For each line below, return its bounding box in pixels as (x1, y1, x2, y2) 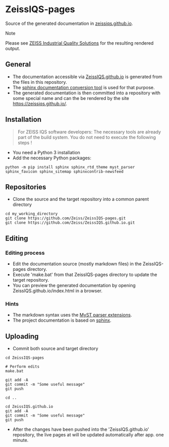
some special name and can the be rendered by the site (12, 95, 129, 101)
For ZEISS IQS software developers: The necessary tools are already (17, 128, 161, 135)
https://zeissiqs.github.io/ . (12, 100, 67, 107)
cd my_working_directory (5, 212, 58, 217)
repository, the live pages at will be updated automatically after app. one (12, 432, 164, 438)
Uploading (5, 332, 39, 340)
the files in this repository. (12, 79, 67, 85)
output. (5, 45, 20, 51)
